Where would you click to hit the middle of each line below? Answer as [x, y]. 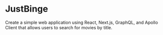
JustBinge [27, 9]
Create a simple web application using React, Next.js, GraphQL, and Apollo [81, 22]
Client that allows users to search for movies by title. [59, 27]
